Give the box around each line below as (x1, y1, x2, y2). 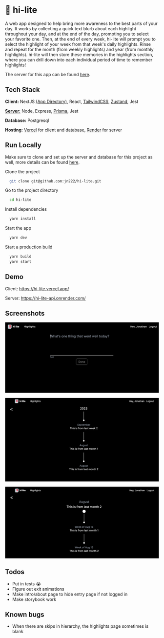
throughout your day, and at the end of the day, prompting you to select (5, 31, 149, 37)
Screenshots (5, 309, 45, 318)
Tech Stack (5, 85, 40, 94)
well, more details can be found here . (5, 159, 80, 165)
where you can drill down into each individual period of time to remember (5, 57, 153, 62)
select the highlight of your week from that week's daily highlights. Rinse (5, 41, 151, 47)
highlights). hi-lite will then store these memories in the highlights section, (5, 51, 154, 58)
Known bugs (5, 610, 45, 618)
